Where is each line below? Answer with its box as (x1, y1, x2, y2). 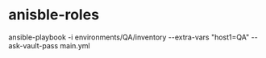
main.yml (60, 40, 90, 50)
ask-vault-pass (8, 40, 59, 50)
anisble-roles (8, 6, 99, 24)
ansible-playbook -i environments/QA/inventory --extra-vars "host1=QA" (8, 32, 250, 42)
